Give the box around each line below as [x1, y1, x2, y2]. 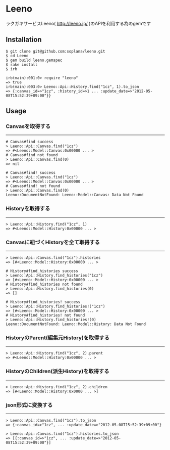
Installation [6, 35, 42, 44]
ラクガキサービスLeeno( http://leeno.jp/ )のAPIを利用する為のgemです [6, 20, 151, 26]
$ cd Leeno [6, 53, 29, 58]
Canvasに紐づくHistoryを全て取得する [6, 239, 100, 246]
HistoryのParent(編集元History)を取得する [6, 334, 110, 341]
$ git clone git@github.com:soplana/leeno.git [6, 49, 105, 54]
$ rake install [6, 62, 38, 67]
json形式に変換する [6, 401, 53, 409]
